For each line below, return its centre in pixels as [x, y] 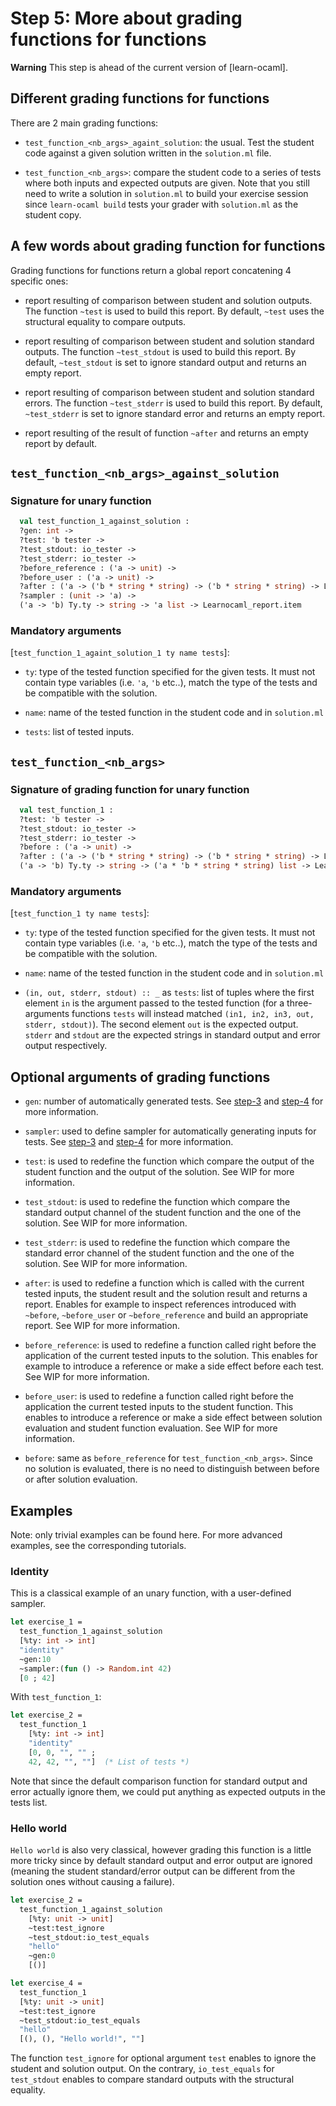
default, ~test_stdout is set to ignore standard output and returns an [165, 362]
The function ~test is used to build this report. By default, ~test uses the [174, 311]
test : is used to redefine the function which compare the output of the [169, 1161]
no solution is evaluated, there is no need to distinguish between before [172, 1469]
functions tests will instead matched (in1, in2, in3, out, [193, 1014]
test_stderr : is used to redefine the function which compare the [157, 1243]
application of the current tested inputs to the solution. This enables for [171, 1356]
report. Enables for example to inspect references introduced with [160, 1304]
